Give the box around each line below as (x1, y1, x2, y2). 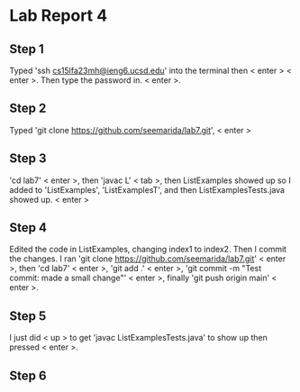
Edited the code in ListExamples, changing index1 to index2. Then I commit (9, 244, 286, 255)
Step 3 (9, 150, 47, 167)
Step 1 (9, 41, 45, 57)
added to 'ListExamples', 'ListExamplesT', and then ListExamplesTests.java (9, 184, 286, 195)
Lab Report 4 (9, 5, 108, 26)
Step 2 (9, 101, 47, 116)
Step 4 (9, 220, 48, 235)
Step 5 (9, 308, 47, 324)
